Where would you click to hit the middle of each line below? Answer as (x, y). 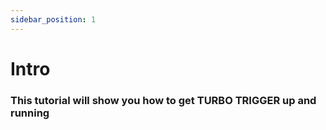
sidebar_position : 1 (53, 19)
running (30, 113)
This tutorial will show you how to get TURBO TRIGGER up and (163, 100)
